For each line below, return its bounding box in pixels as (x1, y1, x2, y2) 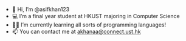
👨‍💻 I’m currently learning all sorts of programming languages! (12, 21, 166, 28)
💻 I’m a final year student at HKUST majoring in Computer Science (12, 13, 181, 19)
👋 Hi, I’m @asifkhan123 (12, 6, 70, 13)
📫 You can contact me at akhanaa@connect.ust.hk (12, 28, 141, 35)
